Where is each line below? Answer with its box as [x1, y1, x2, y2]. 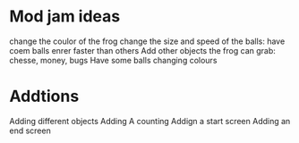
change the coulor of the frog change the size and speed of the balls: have [9, 36, 286, 46]
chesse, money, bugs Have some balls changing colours [9, 55, 218, 65]
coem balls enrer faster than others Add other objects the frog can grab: [9, 45, 276, 55]
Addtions [9, 87, 80, 106]
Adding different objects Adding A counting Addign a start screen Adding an [9, 115, 291, 126]
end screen [9, 125, 51, 136]
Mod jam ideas [9, 6, 121, 27]
